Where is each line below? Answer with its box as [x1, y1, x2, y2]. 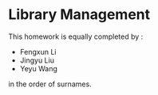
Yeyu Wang [19, 63, 58, 73]
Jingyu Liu [19, 55, 54, 65]
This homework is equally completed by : [8, 32, 144, 41]
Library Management [8, 6, 150, 24]
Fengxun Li [19, 47, 57, 56]
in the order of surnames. [8, 79, 92, 89]
